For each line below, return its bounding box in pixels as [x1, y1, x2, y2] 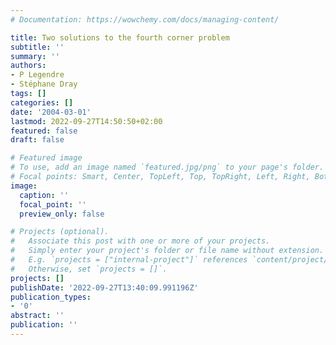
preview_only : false [19, 209, 105, 219]
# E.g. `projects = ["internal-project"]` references [10, 255, 248, 265]
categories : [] [10, 97, 74, 108]
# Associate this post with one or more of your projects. [10, 236, 271, 246]
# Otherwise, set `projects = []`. [10, 264, 168, 274]
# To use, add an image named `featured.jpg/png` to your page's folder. [10, 162, 325, 173]
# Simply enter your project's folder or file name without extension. [10, 246, 325, 256]
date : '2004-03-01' [10, 107, 92, 117]
